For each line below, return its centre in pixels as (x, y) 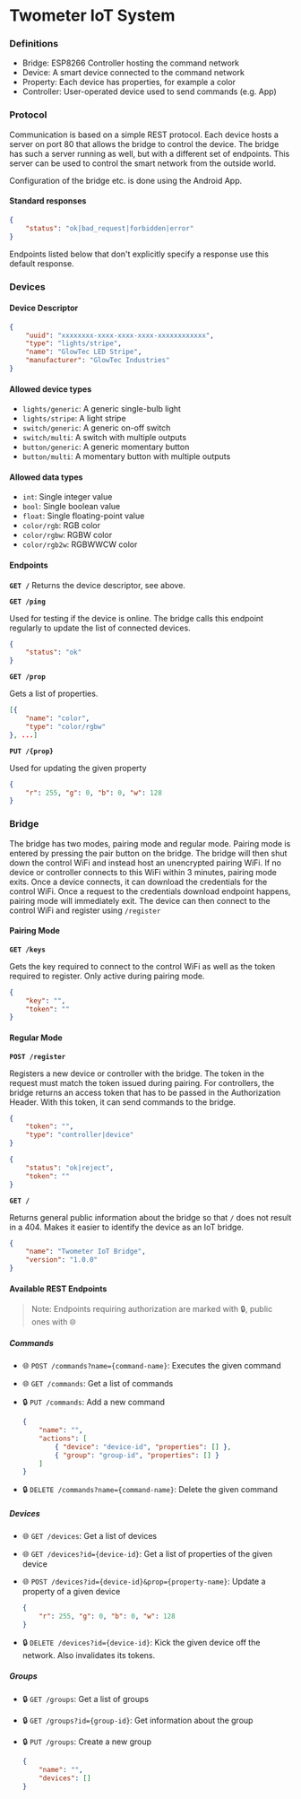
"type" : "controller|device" (80, 1135)
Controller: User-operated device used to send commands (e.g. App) (150, 91)
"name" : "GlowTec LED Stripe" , (84, 352)
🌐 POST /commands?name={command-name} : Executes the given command (151, 1366)
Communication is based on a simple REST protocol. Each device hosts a (144, 135)
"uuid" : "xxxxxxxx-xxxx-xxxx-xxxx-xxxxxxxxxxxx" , (120, 335)
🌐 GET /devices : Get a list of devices (90, 1536)
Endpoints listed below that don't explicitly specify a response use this (139, 254)
